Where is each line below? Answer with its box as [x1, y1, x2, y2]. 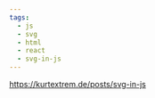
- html [17, 37, 42, 47]
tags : [9, 12, 29, 22]
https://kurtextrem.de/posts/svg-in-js [9, 79, 147, 89]
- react [17, 46, 46, 55]
